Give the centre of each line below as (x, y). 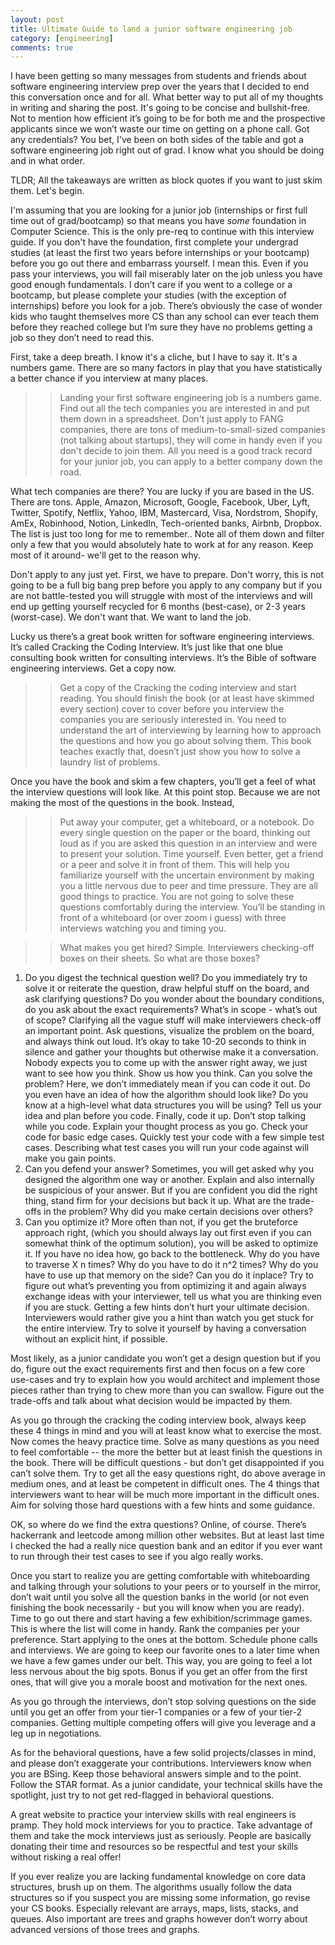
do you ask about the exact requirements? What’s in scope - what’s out (171, 1010)
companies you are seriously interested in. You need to (173, 720)
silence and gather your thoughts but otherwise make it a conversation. (171, 1052)
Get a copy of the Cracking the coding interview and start (178, 688)
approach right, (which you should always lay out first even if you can (168, 1233)
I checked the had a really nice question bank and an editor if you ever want (166, 1546)
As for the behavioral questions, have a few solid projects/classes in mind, (163, 1753)
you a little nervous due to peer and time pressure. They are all (189, 886)
